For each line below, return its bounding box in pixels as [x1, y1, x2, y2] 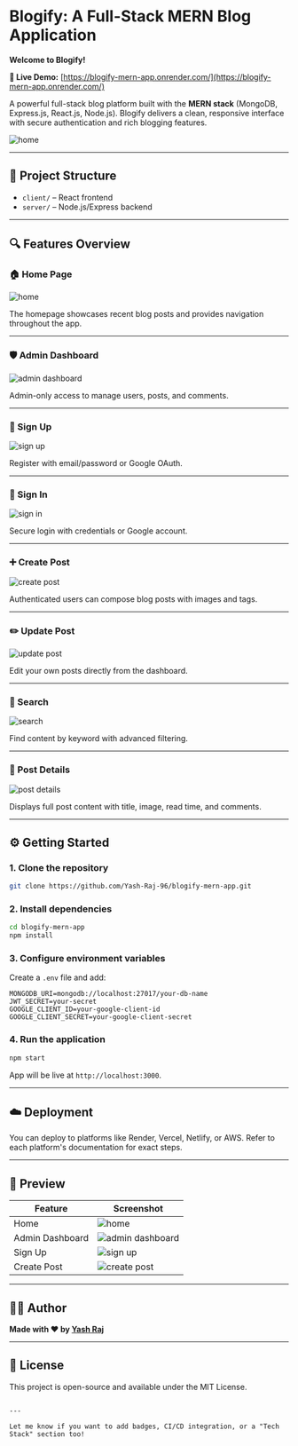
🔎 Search [9, 695, 49, 707]
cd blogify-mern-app [9, 923, 86, 932]
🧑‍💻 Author [9, 1300, 67, 1316]
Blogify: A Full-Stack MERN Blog [9, 6, 252, 27]
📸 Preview [9, 1176, 66, 1191]
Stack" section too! [9, 1429, 86, 1439]
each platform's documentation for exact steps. [9, 1142, 184, 1153]
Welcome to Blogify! [9, 54, 86, 65]
